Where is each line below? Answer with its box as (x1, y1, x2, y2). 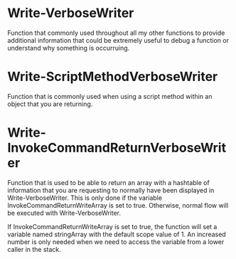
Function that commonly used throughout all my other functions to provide (7, 28, 225, 37)
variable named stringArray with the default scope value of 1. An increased (7, 230, 226, 238)
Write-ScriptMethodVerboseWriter (7, 69, 218, 85)
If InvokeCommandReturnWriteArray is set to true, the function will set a (7, 222, 218, 231)
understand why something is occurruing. (7, 43, 130, 52)
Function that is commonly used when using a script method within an (7, 92, 213, 100)
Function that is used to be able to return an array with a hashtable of (7, 178, 210, 186)
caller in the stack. (7, 245, 62, 253)
